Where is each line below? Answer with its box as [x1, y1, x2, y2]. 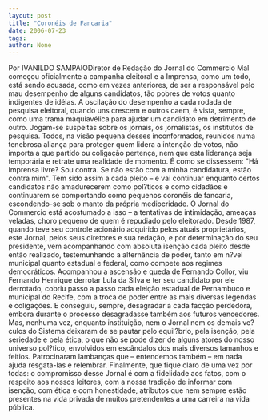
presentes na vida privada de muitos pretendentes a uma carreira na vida [8, 394, 250, 404]
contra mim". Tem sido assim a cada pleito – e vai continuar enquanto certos [8, 173, 260, 184]
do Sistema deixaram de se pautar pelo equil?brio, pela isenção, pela [27, 327, 256, 336]
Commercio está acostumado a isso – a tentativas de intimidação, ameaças [8, 208, 257, 217]
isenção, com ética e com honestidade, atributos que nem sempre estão [8, 386, 247, 395]
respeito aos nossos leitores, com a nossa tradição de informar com [8, 377, 233, 387]
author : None [8, 42, 52, 50]
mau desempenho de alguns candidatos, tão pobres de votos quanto [8, 89, 236, 98]
